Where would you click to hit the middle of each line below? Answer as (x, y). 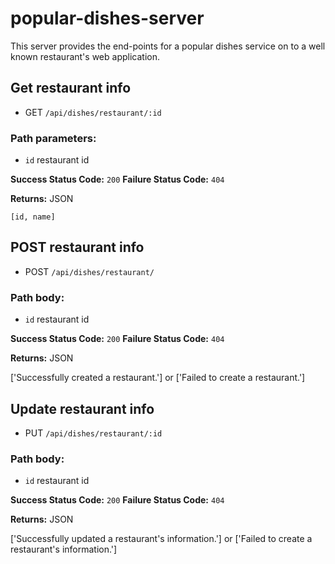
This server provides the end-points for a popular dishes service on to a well (168, 46)
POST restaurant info (77, 247)
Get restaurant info (71, 88)
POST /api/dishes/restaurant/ (89, 271)
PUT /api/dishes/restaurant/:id (93, 433)
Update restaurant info (82, 408)
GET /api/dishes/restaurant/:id (93, 112)
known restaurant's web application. (85, 56)
